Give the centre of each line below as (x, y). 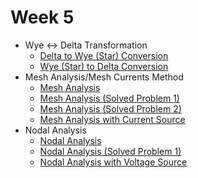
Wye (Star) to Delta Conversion (104, 66)
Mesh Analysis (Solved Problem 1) (109, 98)
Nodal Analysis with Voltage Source (113, 162)
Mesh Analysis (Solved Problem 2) (110, 108)
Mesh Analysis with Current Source (112, 119)
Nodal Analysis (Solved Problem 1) (110, 151)
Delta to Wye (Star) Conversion (104, 55)
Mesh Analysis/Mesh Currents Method (104, 77)
